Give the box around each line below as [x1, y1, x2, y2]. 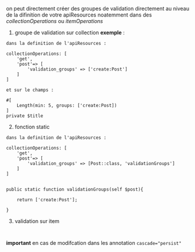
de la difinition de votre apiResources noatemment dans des [6, 11, 152, 18]
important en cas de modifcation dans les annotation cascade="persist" [6, 240, 181, 246]
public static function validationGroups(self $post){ [6, 186, 144, 192]
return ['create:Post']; [16, 197, 78, 203]
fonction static [14, 124, 50, 130]
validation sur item [14, 218, 60, 224]
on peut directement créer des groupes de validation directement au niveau [6, 5, 190, 12]
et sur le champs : [6, 87, 54, 93]
